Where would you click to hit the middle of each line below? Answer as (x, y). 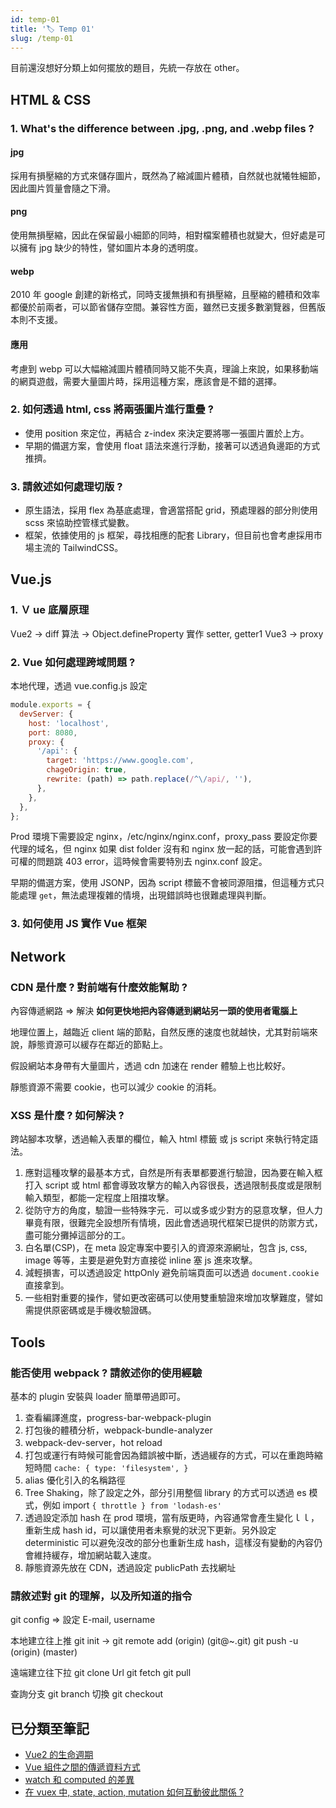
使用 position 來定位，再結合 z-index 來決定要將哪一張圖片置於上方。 (167, 433)
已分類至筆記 (50, 1728)
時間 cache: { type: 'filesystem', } (111, 1468)
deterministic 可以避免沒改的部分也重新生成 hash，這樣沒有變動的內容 (169, 1543)
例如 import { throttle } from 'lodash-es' (132, 1505)
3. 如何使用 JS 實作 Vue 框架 (78, 924)
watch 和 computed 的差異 (79, 1780)
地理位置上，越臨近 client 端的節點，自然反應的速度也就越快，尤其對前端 (160, 1032)
